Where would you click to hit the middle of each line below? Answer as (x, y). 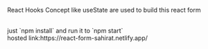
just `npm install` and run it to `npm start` (65, 31)
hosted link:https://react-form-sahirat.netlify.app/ (77, 38)
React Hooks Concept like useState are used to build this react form (104, 10)
